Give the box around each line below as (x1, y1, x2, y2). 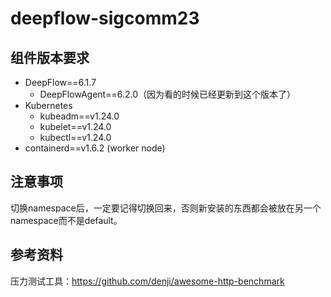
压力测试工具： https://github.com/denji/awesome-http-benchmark (10, 275, 285, 287)
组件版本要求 (10, 49, 90, 66)
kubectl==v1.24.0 (39, 132, 112, 143)
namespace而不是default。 (10, 214, 123, 226)
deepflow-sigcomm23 (10, 7, 200, 30)
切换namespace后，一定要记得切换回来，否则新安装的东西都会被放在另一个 (10, 202, 322, 214)
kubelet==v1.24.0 (39, 121, 112, 132)
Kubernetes (24, 100, 73, 111)
